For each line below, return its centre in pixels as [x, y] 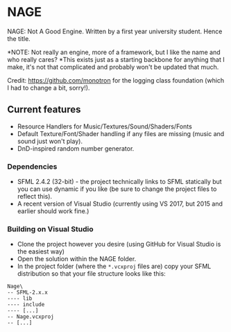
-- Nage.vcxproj [31, 317]
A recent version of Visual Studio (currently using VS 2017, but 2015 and [120, 204]
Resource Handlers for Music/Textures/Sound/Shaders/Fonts [104, 126]
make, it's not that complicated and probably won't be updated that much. [113, 67]
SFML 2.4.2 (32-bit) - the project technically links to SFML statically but [119, 182]
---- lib [20, 299]
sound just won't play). [50, 141]
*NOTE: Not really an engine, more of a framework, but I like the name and [114, 52]
